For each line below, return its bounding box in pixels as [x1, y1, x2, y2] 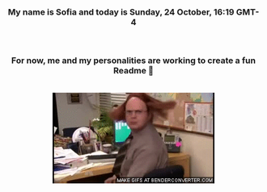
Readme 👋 [113, 65, 154, 77]
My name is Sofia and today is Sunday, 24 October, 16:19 [7, 6, 235, 18]
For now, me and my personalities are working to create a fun [11, 55, 256, 66]
